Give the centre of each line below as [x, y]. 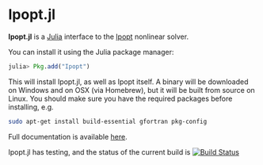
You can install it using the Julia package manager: [91, 52]
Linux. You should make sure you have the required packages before [120, 98]
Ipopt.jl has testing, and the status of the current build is [99, 152]
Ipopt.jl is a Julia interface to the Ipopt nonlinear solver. [98, 36]
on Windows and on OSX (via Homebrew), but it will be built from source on [131, 90]
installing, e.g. [31, 107]
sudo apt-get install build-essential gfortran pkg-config [108, 121]
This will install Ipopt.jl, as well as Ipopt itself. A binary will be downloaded [128, 82]
